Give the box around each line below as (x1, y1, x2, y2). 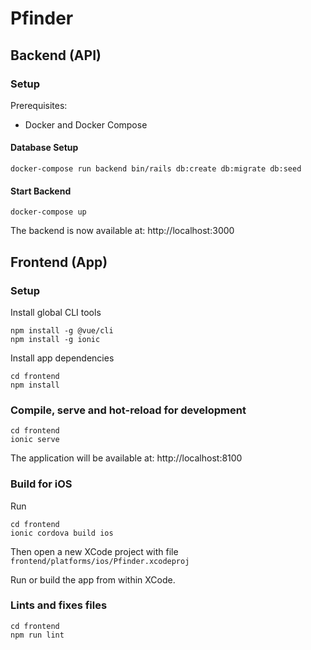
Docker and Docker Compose (24, 118, 148, 131)
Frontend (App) (10, 253, 108, 271)
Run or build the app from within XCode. (10, 573, 176, 586)
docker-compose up (10, 207, 87, 217)
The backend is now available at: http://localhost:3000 (10, 225, 235, 237)
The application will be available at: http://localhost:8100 (10, 452, 243, 464)
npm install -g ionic (10, 334, 101, 344)
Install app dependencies (10, 352, 115, 364)
